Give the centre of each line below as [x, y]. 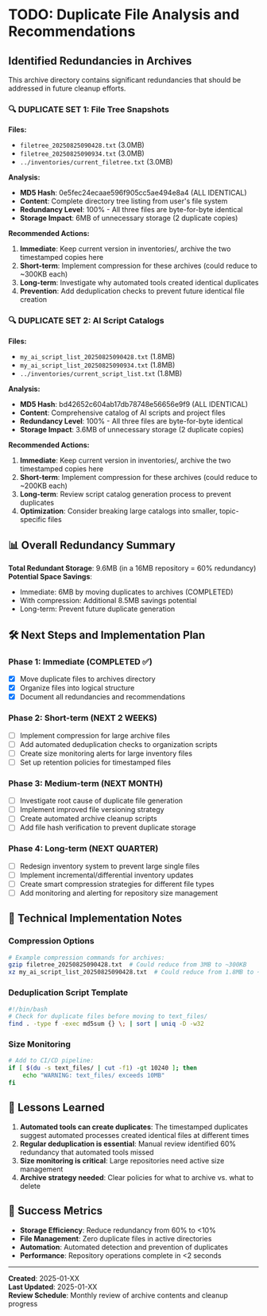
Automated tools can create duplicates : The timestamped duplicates [134, 1127]
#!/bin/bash [28, 1009]
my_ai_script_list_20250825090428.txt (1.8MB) [97, 356]
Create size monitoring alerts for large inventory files [106, 753]
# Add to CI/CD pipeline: [51, 1061]
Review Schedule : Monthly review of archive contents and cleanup [118, 1295]
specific [33, 519]
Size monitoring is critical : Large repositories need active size [122, 1160]
